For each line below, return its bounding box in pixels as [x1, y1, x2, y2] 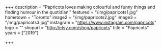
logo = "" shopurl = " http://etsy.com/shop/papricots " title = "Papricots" [5, 25, 149, 31]
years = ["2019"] [5, 30, 39, 35]
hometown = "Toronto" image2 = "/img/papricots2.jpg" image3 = [5, 15, 137, 20]
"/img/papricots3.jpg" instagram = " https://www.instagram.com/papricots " [5, 19, 157, 25]
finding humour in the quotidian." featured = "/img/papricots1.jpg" [5, 9, 138, 15]
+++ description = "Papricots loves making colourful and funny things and [5, 4, 156, 10]
